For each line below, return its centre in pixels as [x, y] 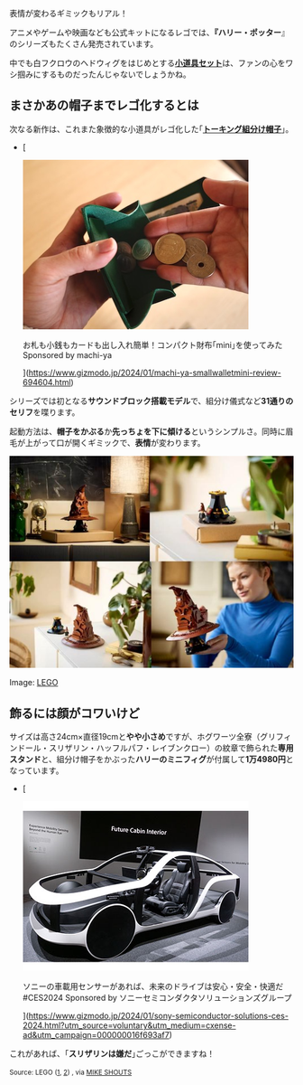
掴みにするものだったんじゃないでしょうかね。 [104, 74]
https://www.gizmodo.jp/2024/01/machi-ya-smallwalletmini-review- [155, 373]
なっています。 [37, 770]
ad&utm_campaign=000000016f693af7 [96, 1035]
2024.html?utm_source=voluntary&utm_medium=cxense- [129, 1025]
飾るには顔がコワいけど [74, 713]
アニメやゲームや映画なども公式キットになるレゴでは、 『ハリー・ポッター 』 [150, 33]
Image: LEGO [34, 683]
